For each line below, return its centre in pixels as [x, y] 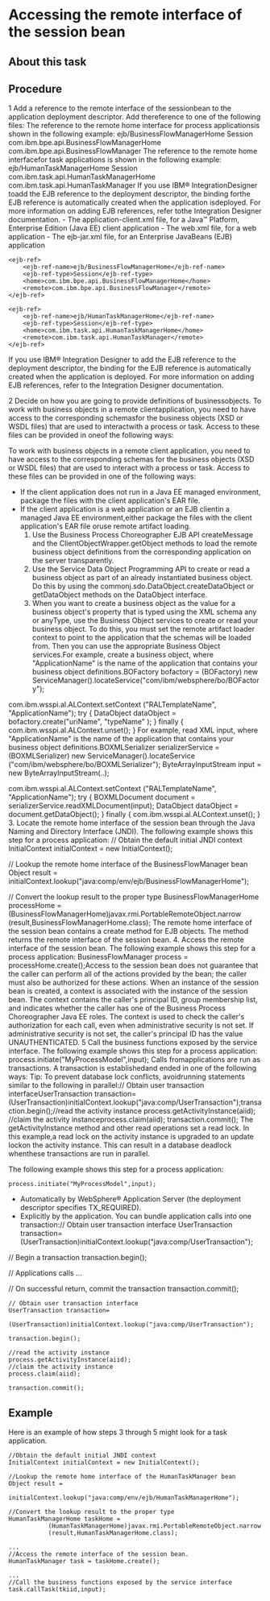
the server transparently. [73, 561]
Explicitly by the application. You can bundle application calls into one [136, 1216]
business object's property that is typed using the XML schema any [144, 612]
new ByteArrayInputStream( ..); [59, 773]
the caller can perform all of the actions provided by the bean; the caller [128, 974]
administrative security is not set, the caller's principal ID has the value [126, 1034]
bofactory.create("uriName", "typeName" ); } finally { [96, 722]
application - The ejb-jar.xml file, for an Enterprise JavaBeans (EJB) [120, 237]
